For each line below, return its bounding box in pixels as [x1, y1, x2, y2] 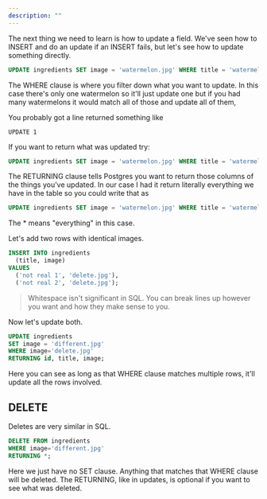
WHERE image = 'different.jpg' [8, 444, 105, 452]
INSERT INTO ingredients [8, 249, 91, 257]
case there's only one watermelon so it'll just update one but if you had [8, 88, 241, 98]
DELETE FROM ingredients [8, 437, 91, 445]
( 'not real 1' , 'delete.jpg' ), [15, 271, 119, 279]
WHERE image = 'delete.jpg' [8, 347, 94, 355]
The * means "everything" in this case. [8, 218, 135, 228]
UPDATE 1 [8, 128, 37, 136]
